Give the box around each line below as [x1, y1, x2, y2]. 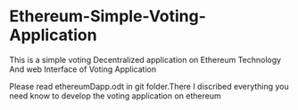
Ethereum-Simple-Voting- [9, 6, 207, 27]
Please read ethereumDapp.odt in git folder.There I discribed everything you [9, 81, 290, 91]
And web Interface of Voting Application [9, 64, 157, 75]
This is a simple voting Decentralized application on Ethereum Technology [9, 54, 282, 65]
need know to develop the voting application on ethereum [9, 90, 221, 101]
